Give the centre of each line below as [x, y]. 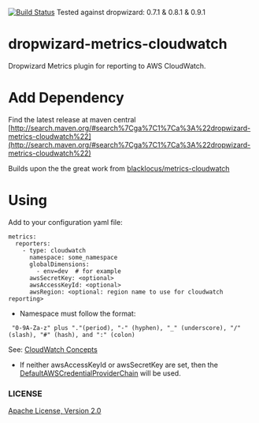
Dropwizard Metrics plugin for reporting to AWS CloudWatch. [107, 66]
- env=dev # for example [79, 271]
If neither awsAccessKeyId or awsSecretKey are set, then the [119, 365]
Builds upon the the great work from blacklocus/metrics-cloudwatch [119, 168]
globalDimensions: [59, 264]
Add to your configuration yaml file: [66, 222]
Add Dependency [66, 98]
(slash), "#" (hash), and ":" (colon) [72, 335]
